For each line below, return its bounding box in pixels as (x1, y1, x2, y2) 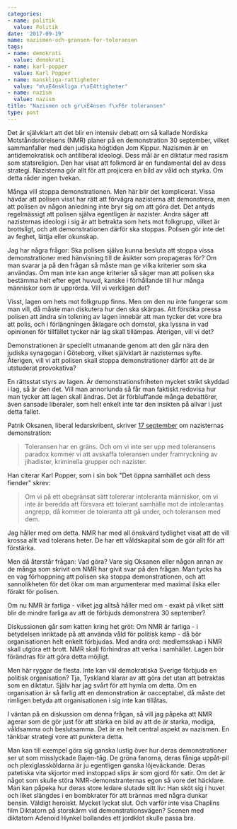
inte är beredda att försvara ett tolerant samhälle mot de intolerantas (24, 499, 224, 508)
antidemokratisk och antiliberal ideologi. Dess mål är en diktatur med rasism (7, 151, 229, 159)
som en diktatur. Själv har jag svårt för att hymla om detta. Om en (7, 680, 197, 690)
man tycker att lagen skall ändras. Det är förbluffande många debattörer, (7, 392, 218, 400)
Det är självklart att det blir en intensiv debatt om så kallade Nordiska (7, 128, 209, 137)
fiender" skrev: (7, 478, 51, 487)
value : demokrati (13, 57, 65, 64)
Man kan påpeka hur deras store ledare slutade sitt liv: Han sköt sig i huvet (7, 783, 225, 792)
